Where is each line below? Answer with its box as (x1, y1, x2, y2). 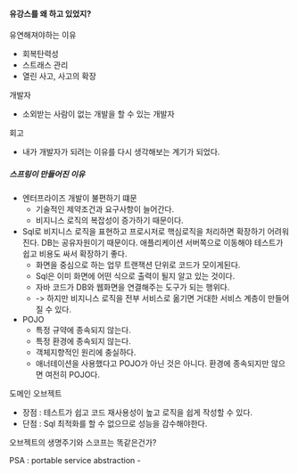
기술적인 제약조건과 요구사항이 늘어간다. (35, 204, 175, 215)
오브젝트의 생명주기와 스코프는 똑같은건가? (9, 437, 157, 448)
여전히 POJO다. (45, 370, 101, 380)
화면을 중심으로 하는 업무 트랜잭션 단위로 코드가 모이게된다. (35, 259, 241, 271)
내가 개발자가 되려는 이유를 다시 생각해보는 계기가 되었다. (21, 147, 220, 158)
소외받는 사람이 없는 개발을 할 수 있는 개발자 (21, 109, 176, 119)
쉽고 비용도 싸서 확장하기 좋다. (21, 249, 128, 259)
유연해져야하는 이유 (9, 29, 77, 40)
